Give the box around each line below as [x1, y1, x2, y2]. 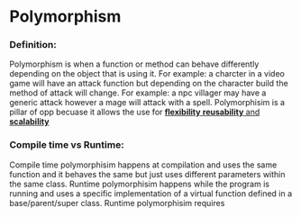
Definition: [9, 39, 57, 51]
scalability [9, 116, 50, 127]
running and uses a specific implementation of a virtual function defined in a [9, 187, 293, 199]
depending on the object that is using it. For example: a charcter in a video [9, 68, 286, 79]
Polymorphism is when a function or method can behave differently [9, 59, 260, 69]
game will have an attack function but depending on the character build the [9, 78, 288, 89]
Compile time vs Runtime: [9, 139, 124, 151]
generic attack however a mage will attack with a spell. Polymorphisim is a [9, 97, 286, 108]
